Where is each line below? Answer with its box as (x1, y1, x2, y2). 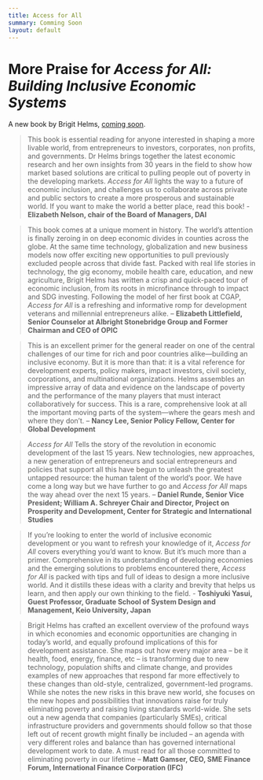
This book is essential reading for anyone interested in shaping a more (27, 135, 255, 144)
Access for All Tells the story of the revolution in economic (27, 440, 217, 449)
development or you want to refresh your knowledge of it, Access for (27, 538, 251, 548)
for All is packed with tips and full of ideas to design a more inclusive (27, 572, 250, 582)
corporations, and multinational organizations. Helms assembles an (27, 375, 245, 384)
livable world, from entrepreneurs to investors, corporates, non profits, (27, 143, 256, 153)
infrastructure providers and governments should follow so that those (27, 721, 253, 730)
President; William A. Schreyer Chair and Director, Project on (27, 498, 230, 508)
